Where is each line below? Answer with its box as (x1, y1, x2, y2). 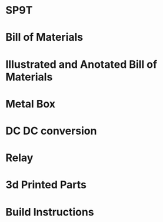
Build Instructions (5, 205, 95, 218)
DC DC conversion (5, 124, 97, 138)
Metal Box (5, 97, 56, 110)
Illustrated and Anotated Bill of (5, 57, 157, 71)
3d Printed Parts (5, 178, 87, 192)
